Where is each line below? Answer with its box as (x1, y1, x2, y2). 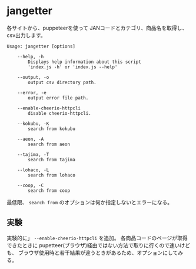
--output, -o (17, 74, 49, 80)
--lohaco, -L (17, 167, 49, 173)
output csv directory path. (28, 79, 97, 85)
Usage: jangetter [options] (6, 43, 76, 49)
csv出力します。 (6, 31, 46, 39)
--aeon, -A (17, 136, 44, 142)
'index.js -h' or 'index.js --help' (28, 64, 118, 70)
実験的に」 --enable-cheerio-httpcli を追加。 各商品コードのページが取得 (6, 234, 188, 241)
